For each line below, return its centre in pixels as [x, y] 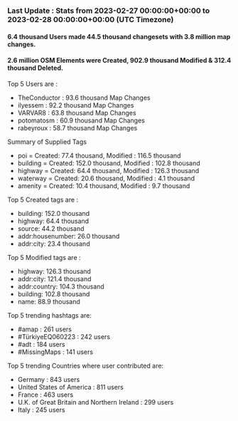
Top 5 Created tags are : [43, 199]
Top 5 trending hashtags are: [50, 315]
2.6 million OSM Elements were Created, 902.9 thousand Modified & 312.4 [119, 61]
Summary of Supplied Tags [47, 142]
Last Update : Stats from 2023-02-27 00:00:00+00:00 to [109, 11]
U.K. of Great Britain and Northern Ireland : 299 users [96, 402]
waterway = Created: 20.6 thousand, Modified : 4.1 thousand [106, 178]
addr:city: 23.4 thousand [54, 244]
